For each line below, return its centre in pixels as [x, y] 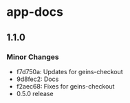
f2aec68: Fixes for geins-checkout [65, 86]
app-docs [35, 12]
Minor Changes [33, 57]
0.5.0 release [35, 93]
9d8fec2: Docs [37, 79]
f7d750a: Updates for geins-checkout [69, 71]
